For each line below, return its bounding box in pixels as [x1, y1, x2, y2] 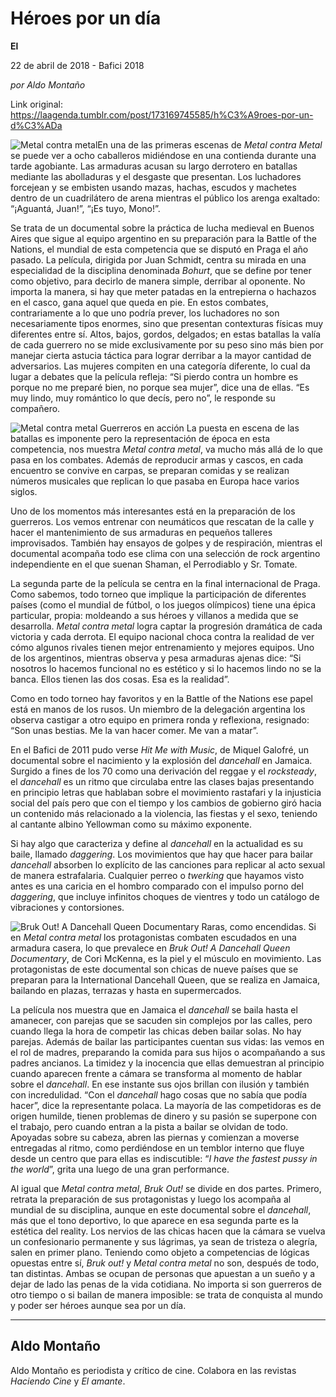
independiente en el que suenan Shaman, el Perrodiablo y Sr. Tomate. [10, 558, 298, 570]
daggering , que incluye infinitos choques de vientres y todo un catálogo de [10, 890, 320, 902]
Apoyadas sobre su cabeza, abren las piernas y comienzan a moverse [10, 1131, 300, 1143]
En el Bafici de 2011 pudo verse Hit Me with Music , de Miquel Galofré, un [10, 743, 310, 756]
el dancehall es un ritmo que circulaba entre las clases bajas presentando [10, 775, 315, 787]
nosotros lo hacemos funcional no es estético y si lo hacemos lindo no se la [10, 662, 322, 674]
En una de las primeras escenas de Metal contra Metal [97, 138, 323, 151]
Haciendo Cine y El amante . [10, 1375, 126, 1387]
